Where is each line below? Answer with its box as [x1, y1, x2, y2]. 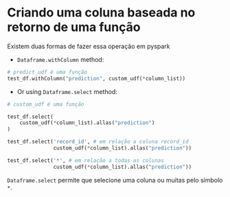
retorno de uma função [7, 19, 141, 35]
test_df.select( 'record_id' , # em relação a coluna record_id [7, 139, 189, 146]
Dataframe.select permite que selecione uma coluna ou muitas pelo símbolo [7, 176, 223, 184]
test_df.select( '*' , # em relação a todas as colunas [7, 157, 165, 164]
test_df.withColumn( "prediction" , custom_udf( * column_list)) [7, 75, 186, 82]
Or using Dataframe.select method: [16, 87, 118, 95]
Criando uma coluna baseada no [7, 5, 196, 21]
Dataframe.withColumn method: [16, 55, 104, 63]
